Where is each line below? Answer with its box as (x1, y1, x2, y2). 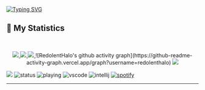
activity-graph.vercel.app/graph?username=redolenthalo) (26, 59, 171, 66)
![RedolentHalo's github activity (35, 51, 115, 59)
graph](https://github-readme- (115, 51, 193, 59)
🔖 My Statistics (6, 23, 65, 33)
